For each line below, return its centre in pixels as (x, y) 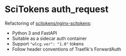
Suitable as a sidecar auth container (49, 38)
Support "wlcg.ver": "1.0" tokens (48, 43)
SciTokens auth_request (57, 9)
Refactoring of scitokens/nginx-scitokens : (48, 23)
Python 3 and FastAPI (35, 33)
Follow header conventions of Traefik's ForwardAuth (67, 49)
